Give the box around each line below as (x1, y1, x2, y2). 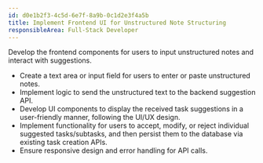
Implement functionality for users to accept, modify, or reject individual (19, 121, 250, 130)
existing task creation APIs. (19, 138, 108, 147)
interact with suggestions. (8, 56, 93, 65)
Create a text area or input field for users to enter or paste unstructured (19, 71, 251, 81)
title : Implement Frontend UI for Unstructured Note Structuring (8, 19, 226, 27)
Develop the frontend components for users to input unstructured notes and (8, 48, 254, 57)
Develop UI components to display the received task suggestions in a (19, 104, 243, 114)
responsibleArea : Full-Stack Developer (8, 26, 139, 34)
